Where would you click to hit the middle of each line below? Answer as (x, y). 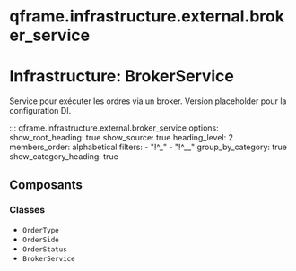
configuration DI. (40, 111)
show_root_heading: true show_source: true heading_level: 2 (122, 138)
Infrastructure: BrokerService (122, 76)
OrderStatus (44, 249)
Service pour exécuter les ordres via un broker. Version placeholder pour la (148, 101)
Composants (46, 185)
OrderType (41, 230)
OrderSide (41, 240)
